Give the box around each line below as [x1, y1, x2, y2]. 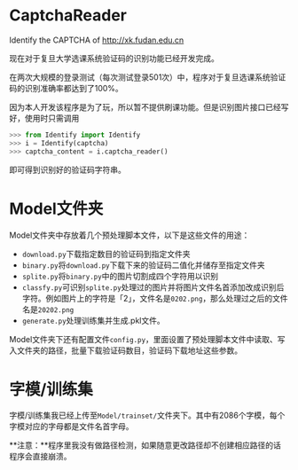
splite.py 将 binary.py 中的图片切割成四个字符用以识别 [21, 270, 219, 281]
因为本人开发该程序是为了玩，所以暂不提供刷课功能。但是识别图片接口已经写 [9, 101, 289, 112]
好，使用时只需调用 [9, 113, 80, 123]
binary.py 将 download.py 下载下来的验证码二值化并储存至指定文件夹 [21, 259, 265, 270]
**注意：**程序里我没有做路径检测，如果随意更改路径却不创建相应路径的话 [9, 440, 282, 450]
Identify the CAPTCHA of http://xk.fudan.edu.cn [9, 35, 184, 45]
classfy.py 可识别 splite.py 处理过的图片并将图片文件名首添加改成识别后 [21, 281, 285, 293]
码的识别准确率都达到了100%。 [9, 82, 124, 93]
